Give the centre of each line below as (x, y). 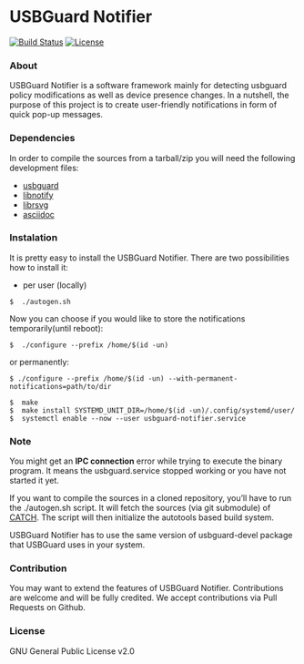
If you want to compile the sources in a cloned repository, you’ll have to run (151, 498)
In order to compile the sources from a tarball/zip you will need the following (152, 158)
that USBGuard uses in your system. (77, 545)
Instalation (34, 238)
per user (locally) (55, 285)
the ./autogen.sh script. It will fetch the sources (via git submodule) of (140, 508)
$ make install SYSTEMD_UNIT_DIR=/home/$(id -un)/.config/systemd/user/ (152, 410)
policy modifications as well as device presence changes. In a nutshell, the (149, 95)
